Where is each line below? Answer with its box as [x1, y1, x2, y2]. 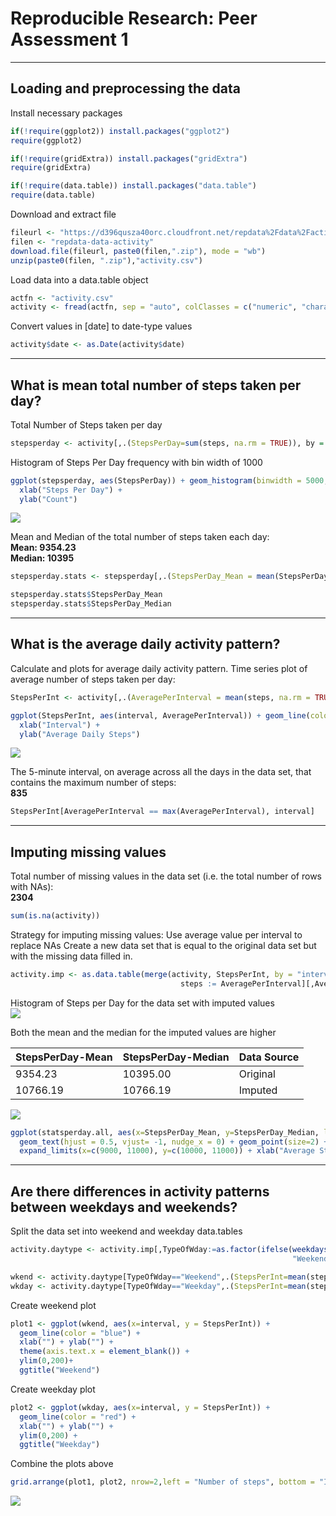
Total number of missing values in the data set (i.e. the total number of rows [10, 870, 322, 882]
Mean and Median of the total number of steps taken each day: [10, 531, 270, 543]
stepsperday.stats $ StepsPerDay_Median [10, 599, 172, 609]
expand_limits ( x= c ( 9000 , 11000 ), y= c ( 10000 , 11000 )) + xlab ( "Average [19, 1146, 316, 1156]
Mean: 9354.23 [10, 542, 77, 554]
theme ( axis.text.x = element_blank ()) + [19, 1347, 190, 1357]
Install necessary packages [10, 107, 123, 119]
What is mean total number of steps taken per [10, 377, 302, 394]
